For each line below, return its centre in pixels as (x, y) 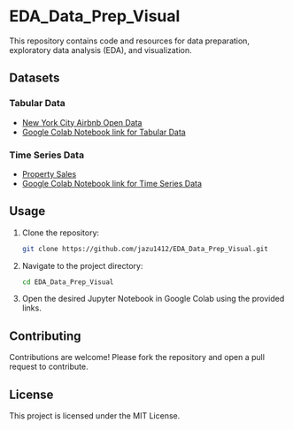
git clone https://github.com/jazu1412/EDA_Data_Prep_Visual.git (145, 249)
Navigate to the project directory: (82, 265)
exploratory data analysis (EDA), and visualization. (100, 50)
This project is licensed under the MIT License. (95, 416)
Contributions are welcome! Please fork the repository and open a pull (137, 357)
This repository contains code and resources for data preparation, (130, 41)
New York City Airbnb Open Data (82, 122)
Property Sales (49, 173)
